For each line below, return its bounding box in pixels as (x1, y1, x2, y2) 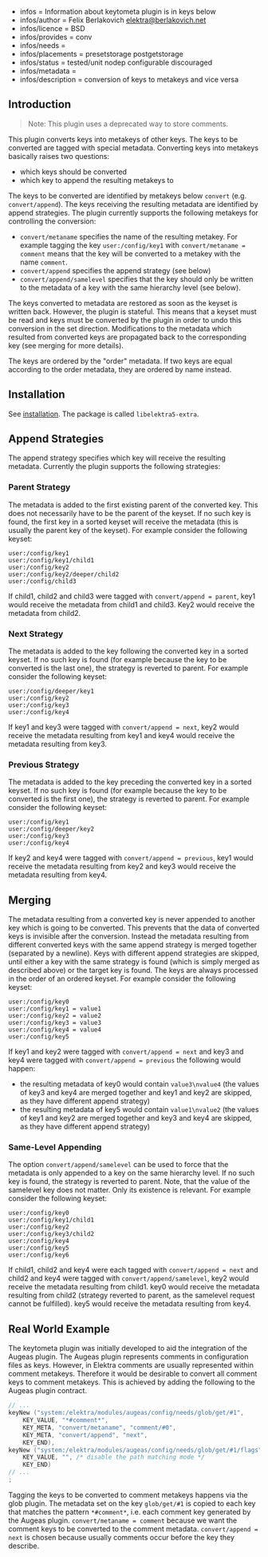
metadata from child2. (8, 608, 81, 618)
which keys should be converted (19, 167, 128, 177)
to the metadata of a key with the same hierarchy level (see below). (19, 283, 241, 292)
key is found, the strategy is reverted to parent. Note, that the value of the (8, 1177, 250, 1186)
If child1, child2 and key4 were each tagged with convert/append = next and (8, 1265, 258, 1275)
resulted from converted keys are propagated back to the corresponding (8, 332, 247, 342)
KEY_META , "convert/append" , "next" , (22, 1431, 148, 1439)
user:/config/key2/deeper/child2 (8, 570, 120, 578)
